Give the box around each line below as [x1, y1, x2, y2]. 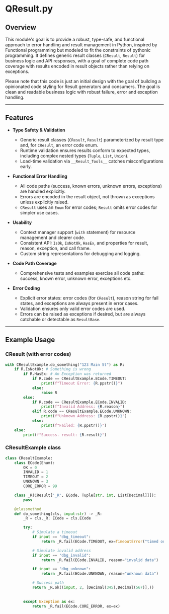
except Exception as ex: [23, 599, 75, 604]
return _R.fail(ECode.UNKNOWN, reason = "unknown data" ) [41, 571, 158, 576]
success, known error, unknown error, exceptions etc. [20, 275, 132, 281]
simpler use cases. [20, 209, 59, 215]
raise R [41, 390, 57, 395]
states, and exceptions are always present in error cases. [20, 300, 139, 306]
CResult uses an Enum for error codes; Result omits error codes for [20, 204, 157, 210]
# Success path [32, 580, 64, 585]
